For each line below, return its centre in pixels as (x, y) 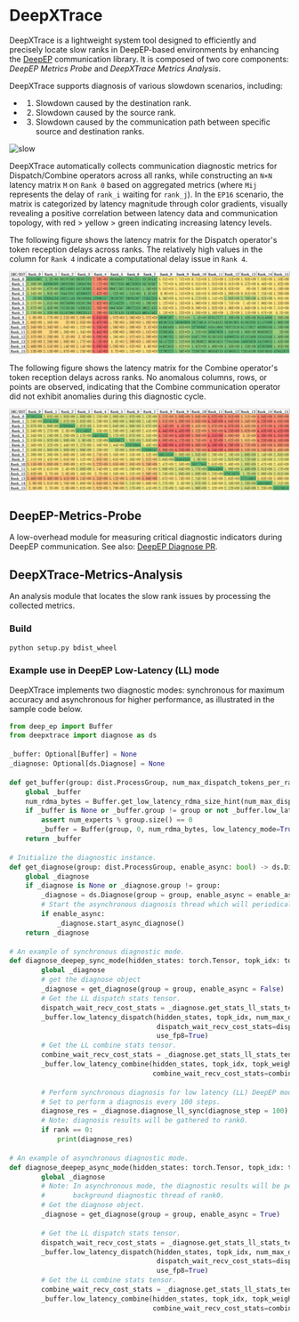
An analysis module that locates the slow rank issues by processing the (140, 596)
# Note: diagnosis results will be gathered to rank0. (145, 1121)
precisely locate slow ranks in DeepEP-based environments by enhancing (144, 49)
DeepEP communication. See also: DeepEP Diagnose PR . (113, 547)
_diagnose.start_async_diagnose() (121, 923)
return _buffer (53, 839)
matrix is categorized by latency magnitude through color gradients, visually (149, 203)
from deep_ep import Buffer (61, 726)
